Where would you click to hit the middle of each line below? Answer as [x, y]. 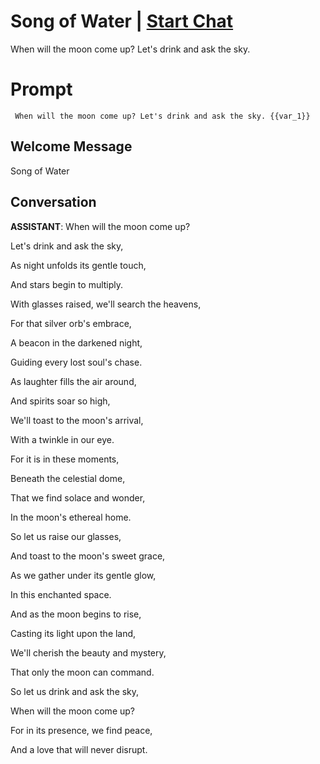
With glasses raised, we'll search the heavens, [106, 304]
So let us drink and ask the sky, [75, 691]
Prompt [41, 89]
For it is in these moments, [65, 459]
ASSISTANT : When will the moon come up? [100, 226]
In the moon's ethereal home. [71, 517]
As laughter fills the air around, [73, 381]
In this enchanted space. [61, 594]
